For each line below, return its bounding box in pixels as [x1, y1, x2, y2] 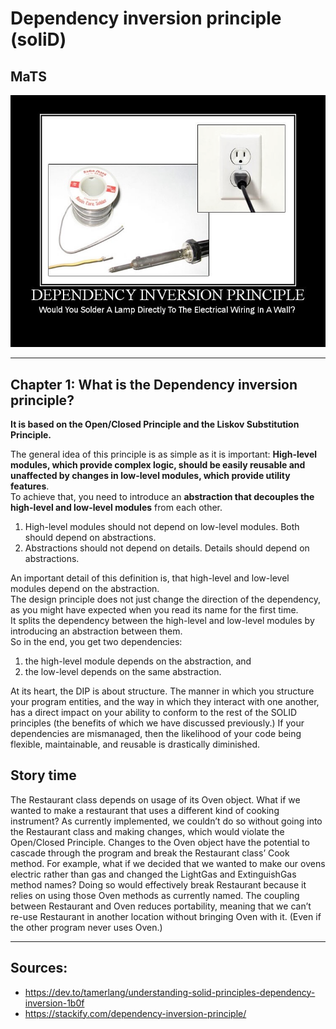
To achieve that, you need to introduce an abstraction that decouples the [10, 491, 315, 502]
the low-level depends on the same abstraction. [24, 666, 222, 677]
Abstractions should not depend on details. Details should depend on [24, 542, 310, 554]
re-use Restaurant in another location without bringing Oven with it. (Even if [10, 910, 322, 922]
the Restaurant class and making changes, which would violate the [10, 825, 285, 837]
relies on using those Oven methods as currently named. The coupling [10, 889, 300, 901]
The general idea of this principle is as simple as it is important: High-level [10, 448, 318, 460]
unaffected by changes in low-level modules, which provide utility [10, 470, 291, 481]
